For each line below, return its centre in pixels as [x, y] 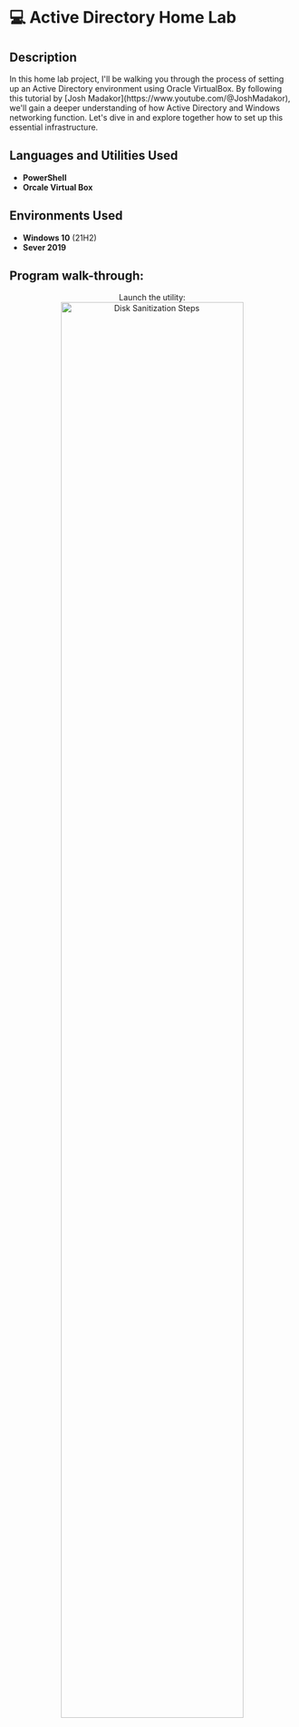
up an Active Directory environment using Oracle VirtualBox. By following [146, 88]
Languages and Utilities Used [94, 156]
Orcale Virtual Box [58, 187]
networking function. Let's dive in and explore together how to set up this [146, 118]
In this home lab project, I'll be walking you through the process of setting [147, 79]
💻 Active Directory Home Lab [123, 18]
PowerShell [44, 177]
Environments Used [66, 216]
